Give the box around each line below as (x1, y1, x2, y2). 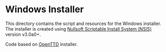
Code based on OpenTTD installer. (5, 41, 78, 47)
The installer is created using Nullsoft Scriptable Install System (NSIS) (5, 25, 152, 32)
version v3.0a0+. (5, 31, 41, 37)
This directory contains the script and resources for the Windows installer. (5, 20, 161, 27)
